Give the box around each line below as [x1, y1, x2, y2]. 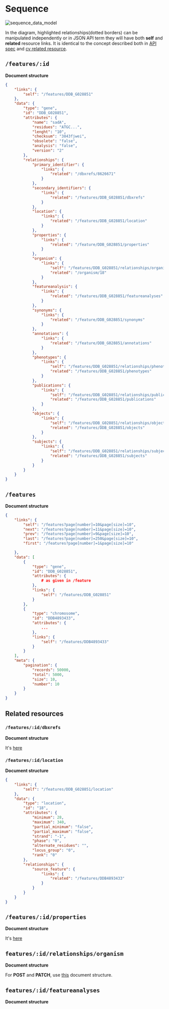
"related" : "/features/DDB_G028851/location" [50, 218, 147, 224]
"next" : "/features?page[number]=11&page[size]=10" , [23, 526, 136, 532]
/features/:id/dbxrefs [5, 725, 61, 731]
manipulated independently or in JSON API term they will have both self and [5, 35, 163, 41]
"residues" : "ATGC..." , [32, 124, 82, 129]
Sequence [5, 3, 49, 15]
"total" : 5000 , [32, 672, 64, 677]
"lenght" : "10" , [32, 129, 66, 134]
